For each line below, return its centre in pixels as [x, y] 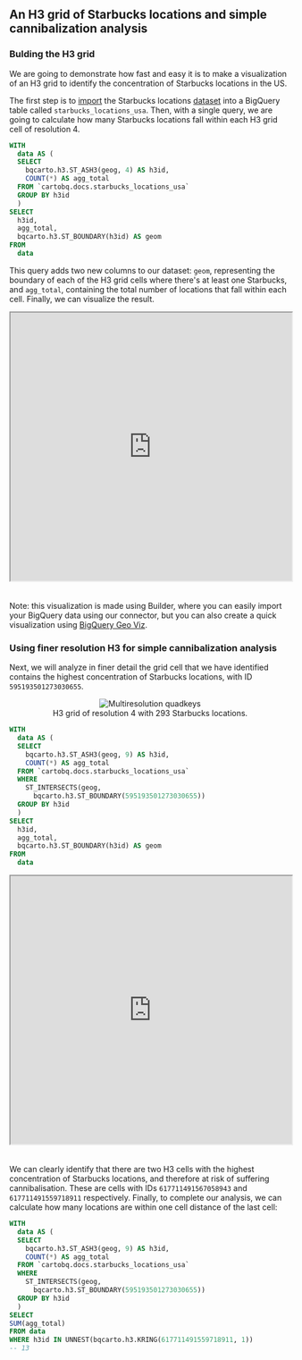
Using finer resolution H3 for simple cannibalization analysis [143, 647]
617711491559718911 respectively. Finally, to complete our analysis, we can [146, 1198]
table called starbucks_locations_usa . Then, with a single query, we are [141, 110]
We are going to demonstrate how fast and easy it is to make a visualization [148, 73]
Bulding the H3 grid [52, 55]
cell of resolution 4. [45, 129]
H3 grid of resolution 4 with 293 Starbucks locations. [150, 714]
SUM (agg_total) [38, 1323]
